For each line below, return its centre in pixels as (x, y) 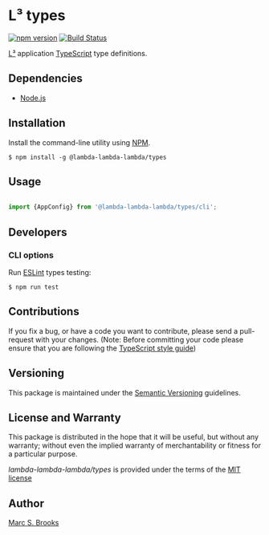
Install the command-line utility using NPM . (79, 142)
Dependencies (45, 79)
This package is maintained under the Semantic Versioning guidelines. (124, 392)
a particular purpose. (43, 454)
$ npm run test (34, 287)
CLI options (31, 255)
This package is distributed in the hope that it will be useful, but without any (134, 437)
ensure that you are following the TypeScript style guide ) (102, 348)
